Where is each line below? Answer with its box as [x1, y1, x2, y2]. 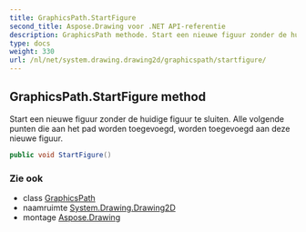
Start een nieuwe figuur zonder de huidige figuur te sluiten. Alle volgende [9, 113, 285, 124]
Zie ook [9, 172, 44, 185]
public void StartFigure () [9, 150, 112, 159]
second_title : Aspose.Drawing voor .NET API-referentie [9, 22, 226, 31]
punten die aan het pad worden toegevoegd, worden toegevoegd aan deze [9, 123, 291, 134]
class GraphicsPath [22, 192, 96, 203]
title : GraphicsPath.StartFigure [9, 13, 137, 23]
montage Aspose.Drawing [22, 211, 121, 223]
